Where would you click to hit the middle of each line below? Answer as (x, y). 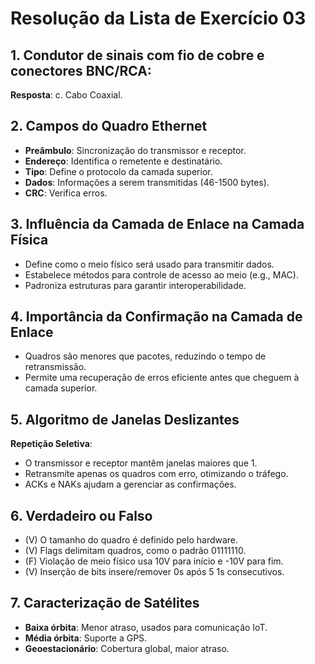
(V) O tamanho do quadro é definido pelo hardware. (131, 540)
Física (29, 240)
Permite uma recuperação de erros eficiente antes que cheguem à (162, 378)
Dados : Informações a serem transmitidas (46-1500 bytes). (147, 182)
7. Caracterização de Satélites (105, 603)
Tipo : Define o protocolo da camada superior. (118, 171)
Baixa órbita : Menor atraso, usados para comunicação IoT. (146, 627)
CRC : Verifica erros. (66, 193)
